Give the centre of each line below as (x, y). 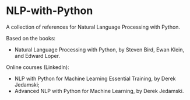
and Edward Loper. (37, 56)
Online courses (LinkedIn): (38, 67)
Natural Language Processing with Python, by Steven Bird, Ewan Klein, (99, 49)
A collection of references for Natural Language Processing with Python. (93, 27)
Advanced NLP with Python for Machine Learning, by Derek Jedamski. (99, 91)
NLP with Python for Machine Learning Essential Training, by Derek (95, 78)
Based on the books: (31, 38)
